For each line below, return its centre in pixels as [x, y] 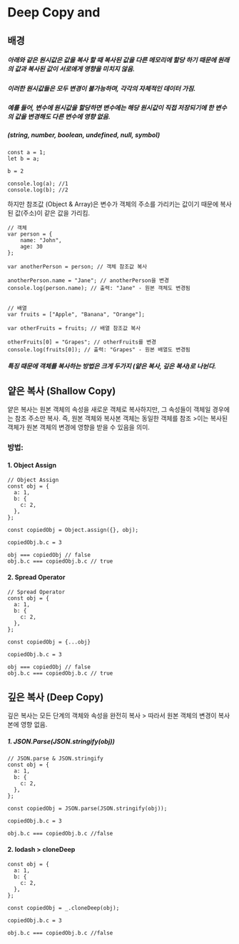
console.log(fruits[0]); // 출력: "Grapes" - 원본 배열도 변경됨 [99, 350]
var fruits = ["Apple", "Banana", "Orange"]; [76, 314]
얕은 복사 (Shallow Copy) [62, 391]
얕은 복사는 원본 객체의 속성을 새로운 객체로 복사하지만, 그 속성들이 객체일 [109, 410]
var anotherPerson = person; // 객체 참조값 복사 [77, 266]
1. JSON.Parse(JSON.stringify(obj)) [61, 741]
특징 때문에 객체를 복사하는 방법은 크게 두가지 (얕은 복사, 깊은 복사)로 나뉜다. [112, 366]
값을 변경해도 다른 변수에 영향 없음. [62, 116]
